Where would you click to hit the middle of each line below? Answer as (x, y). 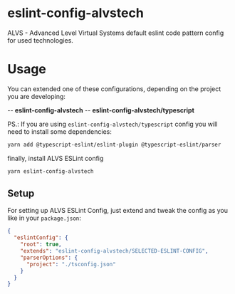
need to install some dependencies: (60, 131)
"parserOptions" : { (49, 258)
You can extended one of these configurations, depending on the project (114, 89)
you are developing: (37, 96)
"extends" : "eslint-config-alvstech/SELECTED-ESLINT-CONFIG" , (114, 251)
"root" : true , (41, 245)
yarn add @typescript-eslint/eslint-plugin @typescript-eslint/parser (114, 145)
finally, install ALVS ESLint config (56, 158)
